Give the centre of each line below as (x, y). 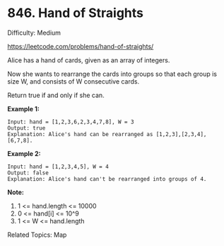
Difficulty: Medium (34, 33)
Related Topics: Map (37, 235)
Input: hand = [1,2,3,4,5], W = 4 (58, 167)
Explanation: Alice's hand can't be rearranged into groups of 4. (107, 179)
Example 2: (24, 153)
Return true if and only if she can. (56, 95)
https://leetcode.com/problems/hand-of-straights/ (81, 46)
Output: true (26, 128)
